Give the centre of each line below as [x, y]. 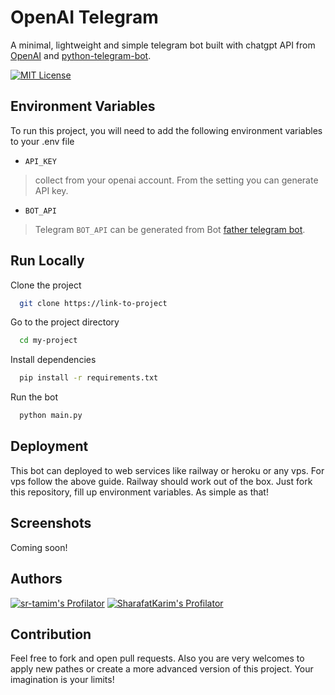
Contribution [51, 634]
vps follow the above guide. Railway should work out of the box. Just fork [161, 481]
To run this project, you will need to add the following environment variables [166, 130]
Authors [36, 579]
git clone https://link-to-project [93, 303]
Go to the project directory [65, 322]
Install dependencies [53, 360]
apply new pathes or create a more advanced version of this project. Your [162, 669]
